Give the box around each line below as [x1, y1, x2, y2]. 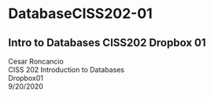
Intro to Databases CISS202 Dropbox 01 [8, 36, 206, 49]
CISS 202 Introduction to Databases [8, 65, 124, 74]
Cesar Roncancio [8, 56, 65, 66]
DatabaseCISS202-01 [8, 5, 153, 23]
